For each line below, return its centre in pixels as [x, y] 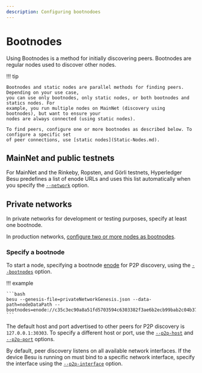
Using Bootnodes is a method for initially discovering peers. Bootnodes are [99, 58]
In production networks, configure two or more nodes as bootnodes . [91, 237]
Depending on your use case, [43, 92]
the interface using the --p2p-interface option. [65, 363]
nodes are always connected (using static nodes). [71, 119]
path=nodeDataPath [29, 305]
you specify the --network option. [47, 185]
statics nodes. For [31, 103]
